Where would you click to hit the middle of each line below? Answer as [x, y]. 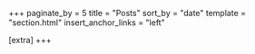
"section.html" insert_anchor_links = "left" [87, 22]
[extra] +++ [30, 40]
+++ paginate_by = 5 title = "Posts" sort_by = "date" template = [127, 13]
